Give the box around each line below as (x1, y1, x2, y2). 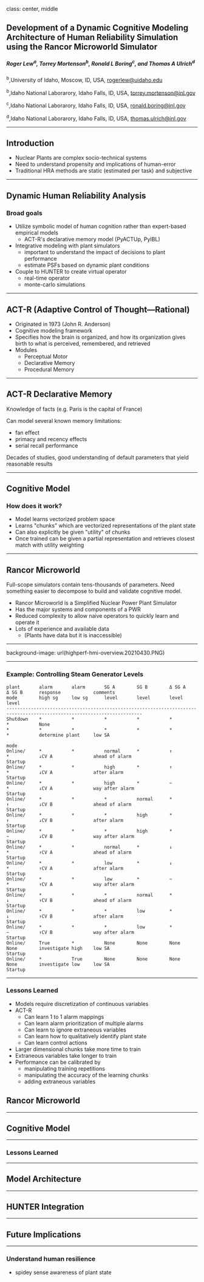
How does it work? (6, 502, 63, 511)
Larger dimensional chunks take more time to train (15, 1045, 141, 1053)
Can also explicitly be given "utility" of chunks (15, 528, 131, 536)
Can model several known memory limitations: (6, 417, 122, 424)
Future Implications (6, 1229, 81, 1239)
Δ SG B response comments (6, 689, 115, 695)
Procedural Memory (24, 366, 75, 373)
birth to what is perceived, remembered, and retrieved (15, 339, 151, 347)
